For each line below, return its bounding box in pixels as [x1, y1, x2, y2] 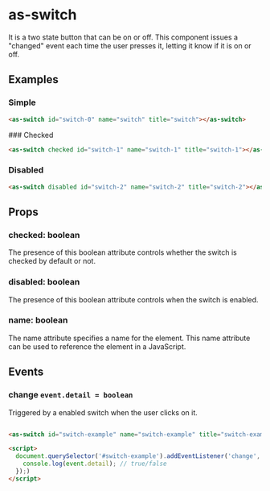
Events [8, 365, 44, 379]
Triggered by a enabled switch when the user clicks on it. [8, 407, 198, 417]
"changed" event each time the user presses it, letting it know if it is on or [8, 40, 252, 50]
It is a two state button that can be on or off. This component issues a [8, 32, 239, 42]
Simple [8, 97, 36, 108]
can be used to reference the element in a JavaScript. [8, 341, 186, 352]
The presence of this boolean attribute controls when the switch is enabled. [8, 294, 259, 304]
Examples [8, 73, 59, 86]
